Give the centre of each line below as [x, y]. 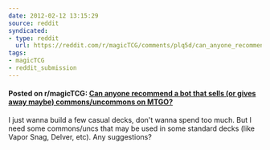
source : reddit [34, 23]
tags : [17, 53]
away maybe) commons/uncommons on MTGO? [91, 102]
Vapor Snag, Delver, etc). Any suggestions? [80, 136]
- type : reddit [34, 38]
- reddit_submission [43, 68]
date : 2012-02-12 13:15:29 [53, 16]
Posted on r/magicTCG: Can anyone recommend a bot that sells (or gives [132, 94]
